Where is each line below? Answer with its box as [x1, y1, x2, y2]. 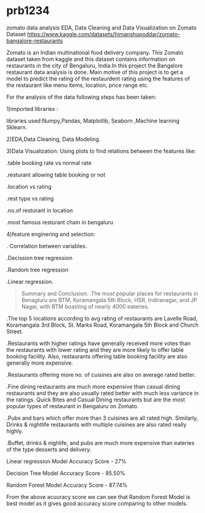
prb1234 [6, 4, 50, 18]
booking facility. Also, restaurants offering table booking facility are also [6, 352, 188, 360]
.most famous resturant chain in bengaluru [6, 218, 114, 226]
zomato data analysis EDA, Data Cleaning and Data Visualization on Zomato [6, 24, 197, 31]
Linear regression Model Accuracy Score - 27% [6, 457, 127, 465]
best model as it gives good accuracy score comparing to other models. [6, 500, 188, 507]
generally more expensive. [6, 359, 73, 367]
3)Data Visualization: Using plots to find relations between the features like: [6, 147, 196, 154]
